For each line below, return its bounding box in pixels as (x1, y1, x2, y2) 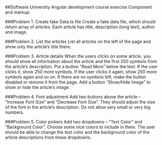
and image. (5, 29, 28, 35)
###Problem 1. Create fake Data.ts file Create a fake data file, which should (5, 19, 156, 24)
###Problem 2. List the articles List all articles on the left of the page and (5, 39, 151, 44)
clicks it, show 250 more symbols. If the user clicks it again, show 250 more (5, 69, 157, 75)
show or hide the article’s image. (5, 84, 70, 90)
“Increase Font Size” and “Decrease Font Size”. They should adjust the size (5, 99, 156, 104)
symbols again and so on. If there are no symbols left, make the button (5, 74, 146, 80)
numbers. (5, 109, 24, 115)
